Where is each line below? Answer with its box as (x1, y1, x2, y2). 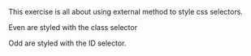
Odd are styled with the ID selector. (8, 38, 127, 48)
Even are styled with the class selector (8, 23, 138, 32)
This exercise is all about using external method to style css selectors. (8, 7, 244, 16)
